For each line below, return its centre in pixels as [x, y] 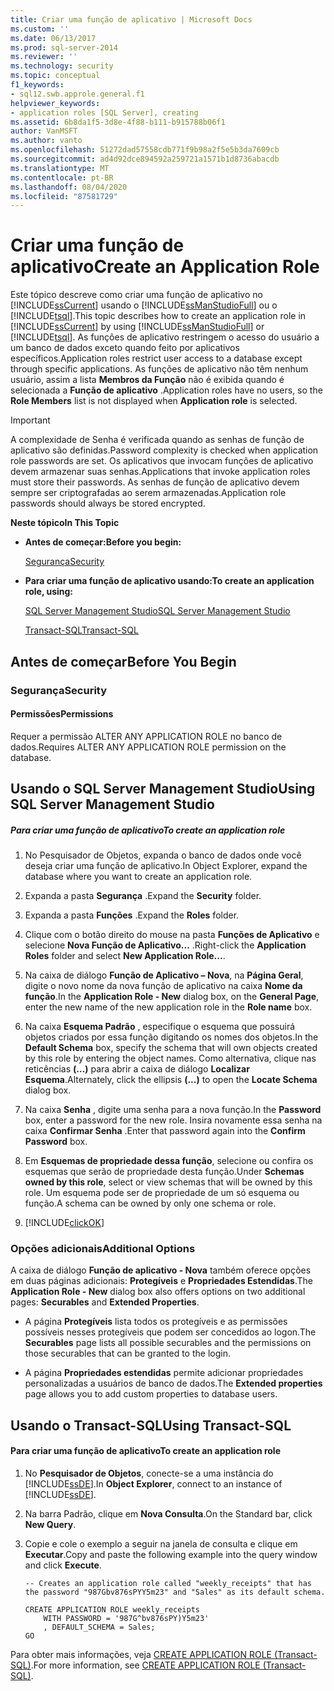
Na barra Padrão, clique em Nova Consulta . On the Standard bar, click [168, 1513]
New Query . [50, 1524]
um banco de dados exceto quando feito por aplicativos [125, 348]
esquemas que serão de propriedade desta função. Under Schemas [164, 1172]
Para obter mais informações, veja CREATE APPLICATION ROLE [141, 1654]
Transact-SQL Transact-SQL [81, 630]
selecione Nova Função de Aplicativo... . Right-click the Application [165, 945]
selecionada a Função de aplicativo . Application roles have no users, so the [166, 390]
